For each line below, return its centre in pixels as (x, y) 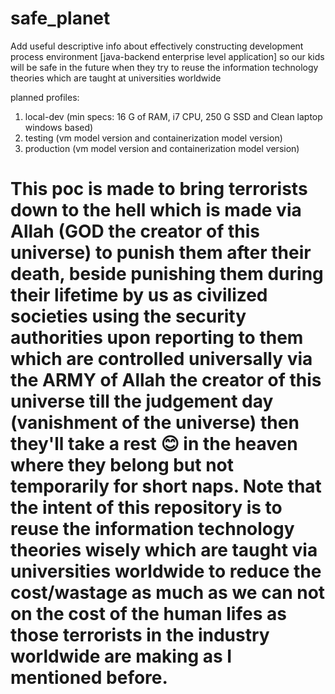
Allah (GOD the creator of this (135, 231)
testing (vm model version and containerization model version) (153, 138)
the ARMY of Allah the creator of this (166, 380)
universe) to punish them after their (161, 253)
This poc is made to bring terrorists (159, 189)
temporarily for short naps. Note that (166, 486)
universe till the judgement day (142, 401)
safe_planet (60, 18)
